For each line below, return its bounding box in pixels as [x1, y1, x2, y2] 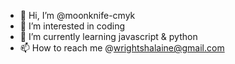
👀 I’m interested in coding [19, 20, 126, 32]
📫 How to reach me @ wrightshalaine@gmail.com [19, 42, 225, 54]
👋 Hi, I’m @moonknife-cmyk [19, 10, 136, 21]
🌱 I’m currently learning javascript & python [19, 31, 198, 42]
